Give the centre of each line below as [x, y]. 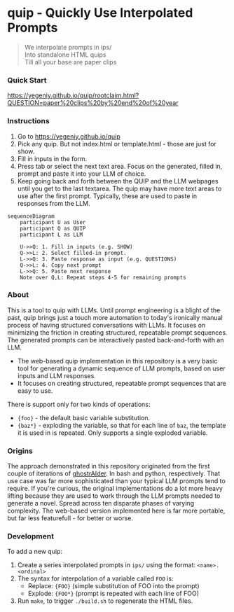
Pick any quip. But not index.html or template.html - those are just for [117, 144]
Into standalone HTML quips [65, 55]
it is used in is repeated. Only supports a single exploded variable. [112, 433]
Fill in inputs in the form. [52, 158]
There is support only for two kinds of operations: [79, 404]
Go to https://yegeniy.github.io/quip [69, 136]
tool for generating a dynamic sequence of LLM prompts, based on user [121, 368]
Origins [20, 451]
